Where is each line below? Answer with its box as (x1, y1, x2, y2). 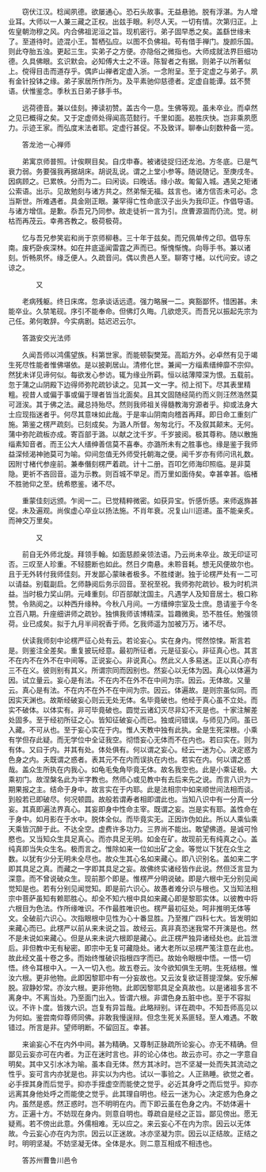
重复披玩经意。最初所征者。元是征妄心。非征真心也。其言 (70, 646, 258, 655)
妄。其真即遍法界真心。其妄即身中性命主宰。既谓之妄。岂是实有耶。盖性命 (8, 805, 251, 813)
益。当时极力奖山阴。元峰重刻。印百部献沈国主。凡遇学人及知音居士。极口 (8, 590, 251, 598)
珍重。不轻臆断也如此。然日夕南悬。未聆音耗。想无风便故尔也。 (49, 559, 258, 569)
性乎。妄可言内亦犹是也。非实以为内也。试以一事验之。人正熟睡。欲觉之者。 (8, 1070, 258, 1078)
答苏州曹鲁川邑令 (21, 1155, 78, 1165)
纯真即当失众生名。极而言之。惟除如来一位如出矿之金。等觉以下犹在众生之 (8, 844, 251, 853)
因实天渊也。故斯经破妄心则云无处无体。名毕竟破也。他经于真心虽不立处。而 (8, 695, 258, 705)
